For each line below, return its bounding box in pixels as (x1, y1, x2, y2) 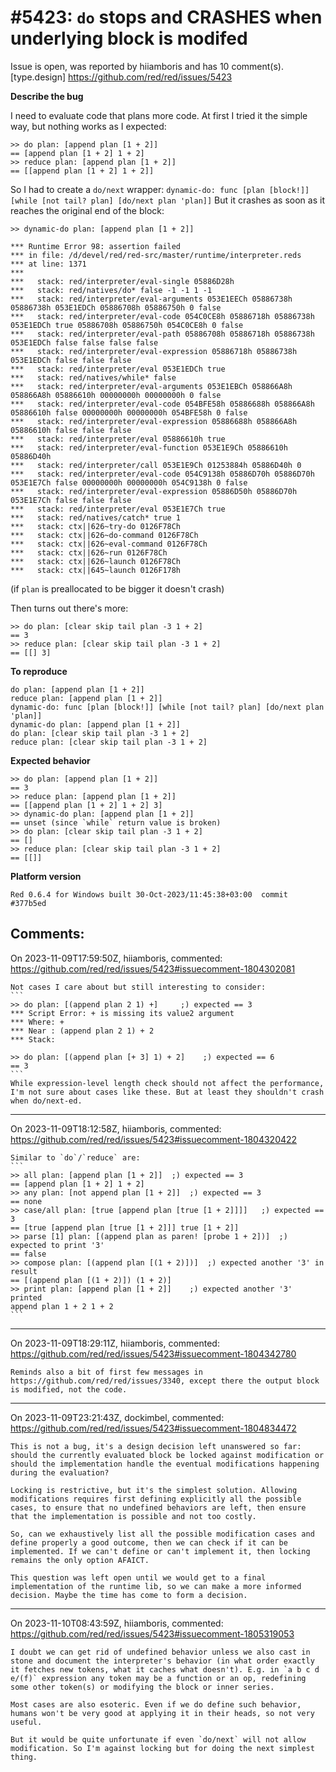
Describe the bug (10, 90, 84, 102)
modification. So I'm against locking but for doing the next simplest (10, 1743, 315, 1753)
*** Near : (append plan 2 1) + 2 (10, 1026, 155, 1036)
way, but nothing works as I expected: (10, 120, 167, 132)
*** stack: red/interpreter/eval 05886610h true (10, 434, 226, 444)
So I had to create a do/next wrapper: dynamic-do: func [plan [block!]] (10, 183, 310, 195)
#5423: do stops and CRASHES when (10, 6, 323, 29)
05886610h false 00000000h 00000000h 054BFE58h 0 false (10, 407, 248, 418)
